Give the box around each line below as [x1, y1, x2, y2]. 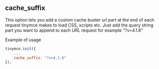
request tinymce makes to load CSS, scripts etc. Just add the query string [5, 22, 154, 28]
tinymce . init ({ [5, 46, 36, 51]
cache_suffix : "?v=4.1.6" [14, 55, 67, 60]
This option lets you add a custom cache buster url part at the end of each [5, 17, 155, 23]
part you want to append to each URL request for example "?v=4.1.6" [5, 27, 143, 33]
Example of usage [5, 37, 41, 43]
